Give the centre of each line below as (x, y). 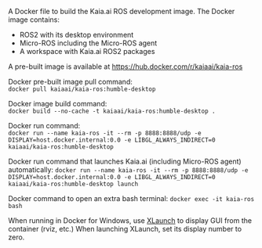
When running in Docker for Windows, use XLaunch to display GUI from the (130, 221)
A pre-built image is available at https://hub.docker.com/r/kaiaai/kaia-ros (126, 66)
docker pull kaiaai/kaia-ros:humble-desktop (82, 89)
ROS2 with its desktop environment (76, 35)
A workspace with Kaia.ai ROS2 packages (87, 51)
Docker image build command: (58, 104)
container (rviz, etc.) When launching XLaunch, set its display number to (125, 229)
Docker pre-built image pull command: (71, 82)
